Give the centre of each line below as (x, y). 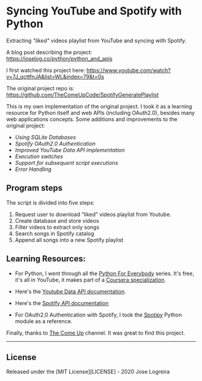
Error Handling (33, 169)
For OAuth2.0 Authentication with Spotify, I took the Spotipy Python (98, 315)
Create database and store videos (57, 220)
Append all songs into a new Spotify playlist (69, 240)
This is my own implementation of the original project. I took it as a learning (99, 106)
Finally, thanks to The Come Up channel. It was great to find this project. (96, 333)
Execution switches (39, 156)
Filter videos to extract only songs (57, 227)
